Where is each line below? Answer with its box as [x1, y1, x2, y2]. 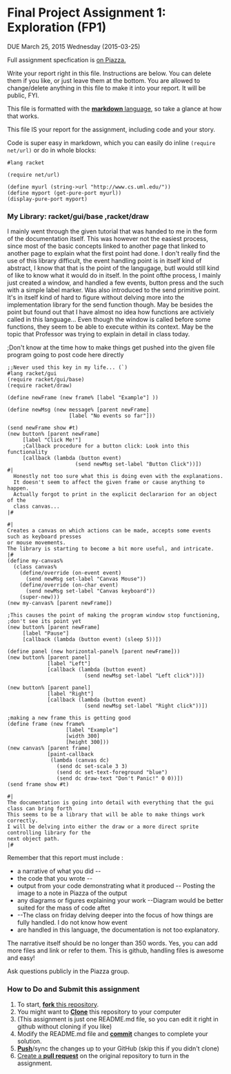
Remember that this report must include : [7, 854, 124, 862]
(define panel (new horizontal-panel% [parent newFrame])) [7, 648, 181, 655]
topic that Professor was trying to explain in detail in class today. [7, 330, 190, 338]
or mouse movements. [7, 539, 67, 546]
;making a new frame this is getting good [7, 715, 131, 722]
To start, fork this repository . [17, 1000, 99, 1008]
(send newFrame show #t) [7, 425, 79, 432]
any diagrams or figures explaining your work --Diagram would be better [17, 896, 224, 905]
